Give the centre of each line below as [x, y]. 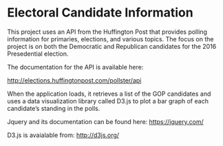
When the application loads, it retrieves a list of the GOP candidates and [109, 94]
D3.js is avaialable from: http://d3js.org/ [63, 135]
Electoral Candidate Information [100, 13]
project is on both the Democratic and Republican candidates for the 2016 [112, 46]
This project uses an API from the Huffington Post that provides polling [107, 32]
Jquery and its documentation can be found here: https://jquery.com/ [106, 121]
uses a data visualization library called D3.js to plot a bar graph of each [108, 101]
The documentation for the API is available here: [75, 67]
